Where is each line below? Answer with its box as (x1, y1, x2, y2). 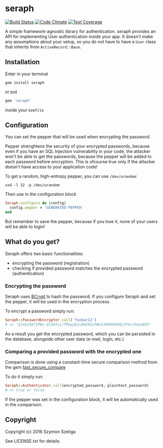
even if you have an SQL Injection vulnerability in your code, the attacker (5, 149, 151, 155)
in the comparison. (5, 401, 43, 407)
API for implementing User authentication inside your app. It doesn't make (5, 34, 153, 39)
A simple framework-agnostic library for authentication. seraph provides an (5, 28, 156, 34)
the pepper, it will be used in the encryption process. (5, 299, 111, 305)
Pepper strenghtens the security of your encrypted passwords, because (5, 143, 150, 149)
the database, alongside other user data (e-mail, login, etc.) (5, 336, 124, 342)
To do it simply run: (5, 374, 44, 379)
